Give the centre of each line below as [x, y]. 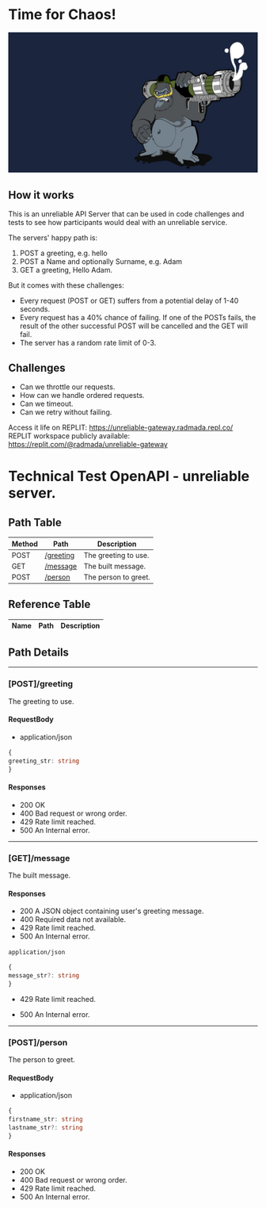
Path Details [39, 653]
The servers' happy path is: [53, 238]
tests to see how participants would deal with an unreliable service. [118, 223]
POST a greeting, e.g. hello [64, 253]
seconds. [35, 309]
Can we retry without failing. [66, 412]
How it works [41, 195]
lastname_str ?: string [46, 1128]
